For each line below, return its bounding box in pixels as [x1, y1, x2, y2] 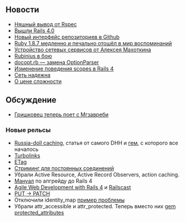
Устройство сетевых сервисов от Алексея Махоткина [14, 46, 151, 53]
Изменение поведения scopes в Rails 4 [14, 65, 114, 72]
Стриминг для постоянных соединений [14, 164, 114, 172]
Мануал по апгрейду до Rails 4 [14, 177, 93, 184]
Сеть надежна [14, 71, 51, 78]
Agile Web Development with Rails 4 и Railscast [14, 183, 131, 190]
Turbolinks [14, 152, 40, 159]
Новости [5, 5, 39, 15]
